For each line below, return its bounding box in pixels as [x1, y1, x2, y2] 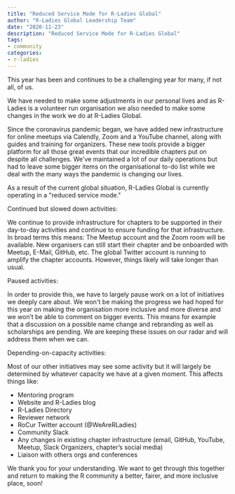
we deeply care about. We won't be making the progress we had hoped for [7, 297, 224, 306]
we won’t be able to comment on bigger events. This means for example [7, 312, 216, 320]
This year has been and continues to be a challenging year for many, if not [7, 75, 222, 84]
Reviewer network [17, 412, 70, 422]
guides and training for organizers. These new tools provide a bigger [7, 140, 206, 148]
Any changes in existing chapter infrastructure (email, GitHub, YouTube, [17, 435, 225, 443]
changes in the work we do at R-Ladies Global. [7, 111, 142, 119]
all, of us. [7, 82, 34, 91]
